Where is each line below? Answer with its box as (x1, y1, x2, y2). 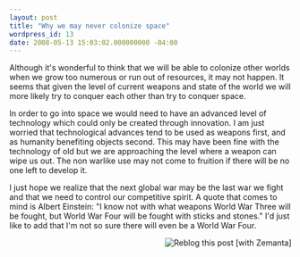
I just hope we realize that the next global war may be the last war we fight (9, 182, 284, 193)
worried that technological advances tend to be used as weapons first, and (9, 127, 287, 138)
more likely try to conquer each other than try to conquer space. (9, 91, 246, 102)
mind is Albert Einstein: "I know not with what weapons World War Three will (9, 202, 291, 212)
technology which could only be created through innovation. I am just (9, 118, 265, 128)
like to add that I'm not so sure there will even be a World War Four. (9, 220, 257, 231)
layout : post (9, 12, 58, 22)
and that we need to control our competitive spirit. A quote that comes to (9, 192, 278, 203)
